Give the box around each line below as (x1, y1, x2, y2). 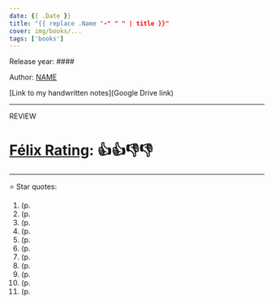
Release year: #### (9, 57, 75, 66)
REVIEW (9, 111, 37, 122)
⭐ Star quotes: (9, 182, 58, 191)
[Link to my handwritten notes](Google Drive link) (9, 88, 174, 98)
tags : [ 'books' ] (9, 34, 64, 43)
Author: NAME (9, 72, 58, 82)
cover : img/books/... (9, 27, 83, 35)
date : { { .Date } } (9, 11, 71, 20)
